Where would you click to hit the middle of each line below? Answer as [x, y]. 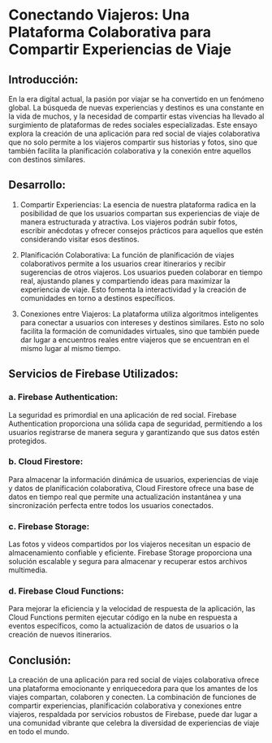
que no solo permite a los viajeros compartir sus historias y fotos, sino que [133, 142]
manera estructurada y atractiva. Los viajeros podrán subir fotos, [129, 222]
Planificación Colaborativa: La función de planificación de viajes [127, 254]
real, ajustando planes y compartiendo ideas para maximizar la [125, 280]
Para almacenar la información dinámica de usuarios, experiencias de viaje [134, 479]
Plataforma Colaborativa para [110, 32]
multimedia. [28, 570]
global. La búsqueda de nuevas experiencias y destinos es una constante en [136, 108]
